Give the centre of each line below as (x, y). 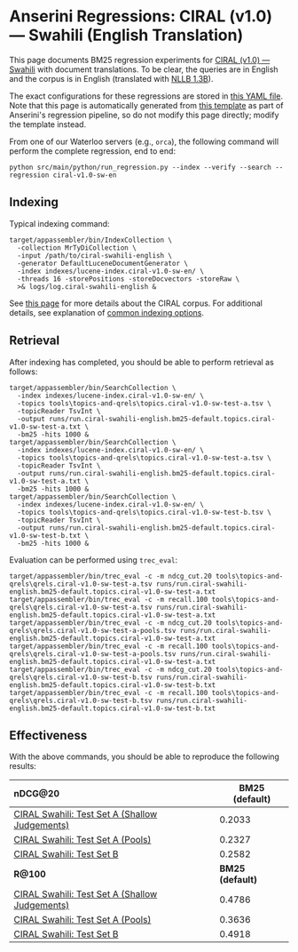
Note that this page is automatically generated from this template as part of (146, 105)
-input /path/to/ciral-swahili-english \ (95, 255)
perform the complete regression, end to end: (92, 151)
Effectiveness (48, 735)
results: (23, 766)
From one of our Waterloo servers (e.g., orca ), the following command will (144, 141)
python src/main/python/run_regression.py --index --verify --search (141, 167)
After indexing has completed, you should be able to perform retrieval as (142, 362)
